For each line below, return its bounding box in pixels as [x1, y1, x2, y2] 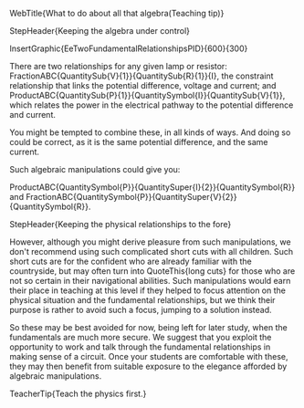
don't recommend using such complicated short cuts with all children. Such [9, 246, 294, 256]
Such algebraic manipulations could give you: [9, 164, 181, 174]
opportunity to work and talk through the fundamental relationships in [9, 341, 271, 352]
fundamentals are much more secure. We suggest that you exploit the [9, 332, 272, 342]
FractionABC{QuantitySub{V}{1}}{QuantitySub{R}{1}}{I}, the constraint [9, 70, 274, 81]
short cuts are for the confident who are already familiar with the [9, 256, 253, 267]
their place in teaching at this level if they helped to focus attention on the [9, 285, 286, 296]
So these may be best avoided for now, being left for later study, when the [9, 322, 288, 332]
